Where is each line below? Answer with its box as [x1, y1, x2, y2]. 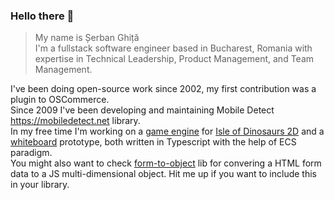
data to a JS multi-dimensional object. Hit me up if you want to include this [10, 168, 317, 180]
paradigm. [10, 147, 53, 159]
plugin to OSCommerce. [10, 94, 110, 106]
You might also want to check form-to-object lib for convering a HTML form [10, 157, 322, 169]
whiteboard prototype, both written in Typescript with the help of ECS [10, 136, 297, 148]
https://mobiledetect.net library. [10, 115, 141, 127]
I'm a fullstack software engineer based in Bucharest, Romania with [34, 42, 313, 54]
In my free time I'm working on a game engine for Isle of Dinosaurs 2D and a [10, 125, 325, 138]
